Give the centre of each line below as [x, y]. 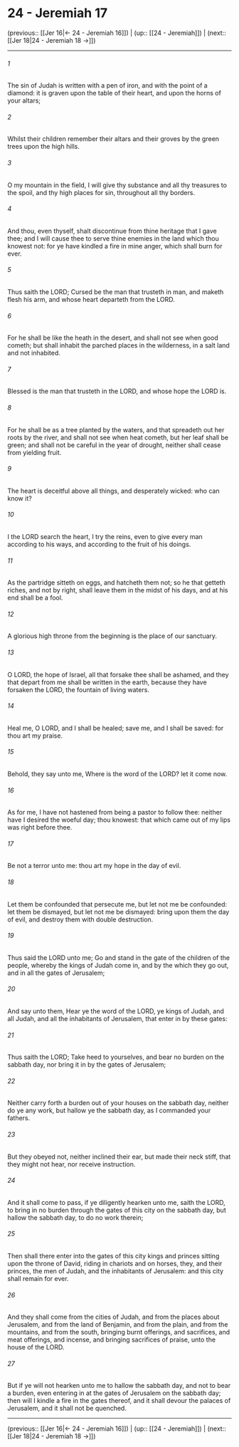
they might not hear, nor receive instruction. [71, 1164]
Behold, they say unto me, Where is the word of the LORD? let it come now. [117, 773]
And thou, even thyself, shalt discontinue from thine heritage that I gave [112, 231]
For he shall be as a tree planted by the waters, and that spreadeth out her [116, 429]
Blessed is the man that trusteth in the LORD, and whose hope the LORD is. [117, 391]
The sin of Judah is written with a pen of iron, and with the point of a [107, 85]
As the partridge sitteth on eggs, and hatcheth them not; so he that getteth [116, 583]
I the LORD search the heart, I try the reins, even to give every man [105, 536]
